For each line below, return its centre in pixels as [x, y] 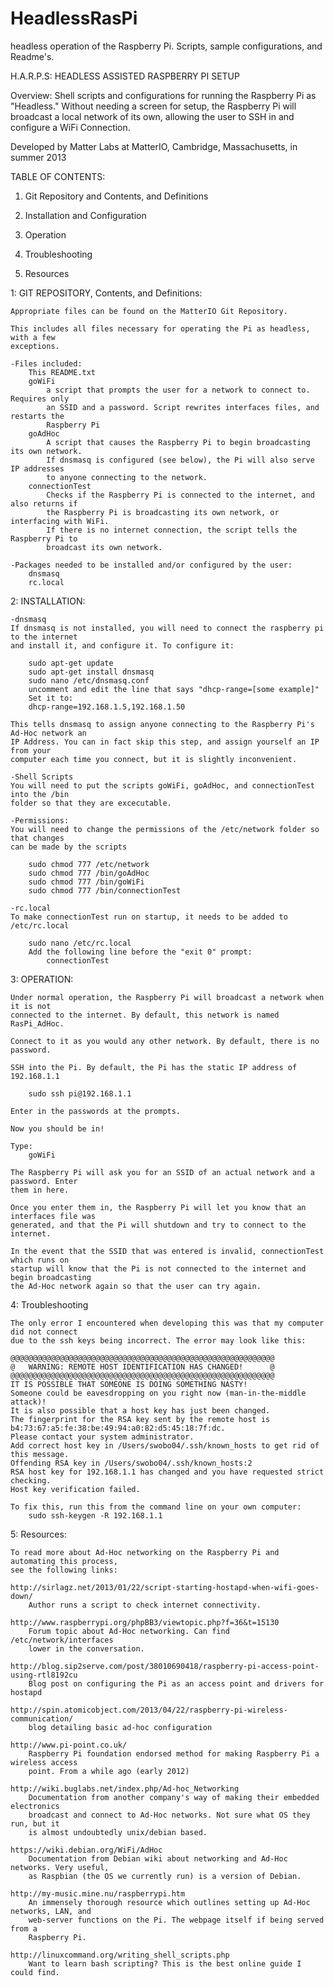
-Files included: [46, 363]
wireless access [44, 1762]
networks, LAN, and [51, 1911]
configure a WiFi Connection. [70, 127]
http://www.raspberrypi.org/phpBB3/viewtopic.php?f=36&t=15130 [145, 1622]
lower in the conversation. [86, 1648]
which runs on [40, 1260]
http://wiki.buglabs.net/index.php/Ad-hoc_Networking [125, 1788]
